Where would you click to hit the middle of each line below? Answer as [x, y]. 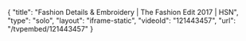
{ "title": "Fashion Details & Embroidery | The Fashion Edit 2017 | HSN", [123, 12]
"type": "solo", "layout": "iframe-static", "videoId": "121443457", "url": [122, 20]
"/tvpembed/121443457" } [50, 29]
